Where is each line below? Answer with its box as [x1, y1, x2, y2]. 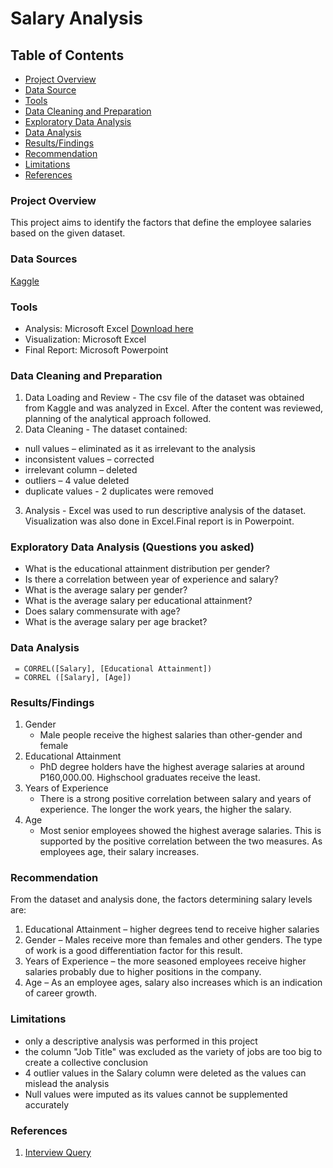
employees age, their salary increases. [39, 846, 200, 858]
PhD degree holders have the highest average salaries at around [39, 761, 305, 773]
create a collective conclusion [24, 1056, 149, 1068]
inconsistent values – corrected [24, 453, 155, 466]
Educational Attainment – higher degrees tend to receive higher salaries [24, 923, 320, 936]
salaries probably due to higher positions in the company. [24, 966, 262, 978]
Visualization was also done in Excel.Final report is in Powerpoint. [24, 515, 295, 527]
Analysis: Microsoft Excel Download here [24, 322, 194, 334]
